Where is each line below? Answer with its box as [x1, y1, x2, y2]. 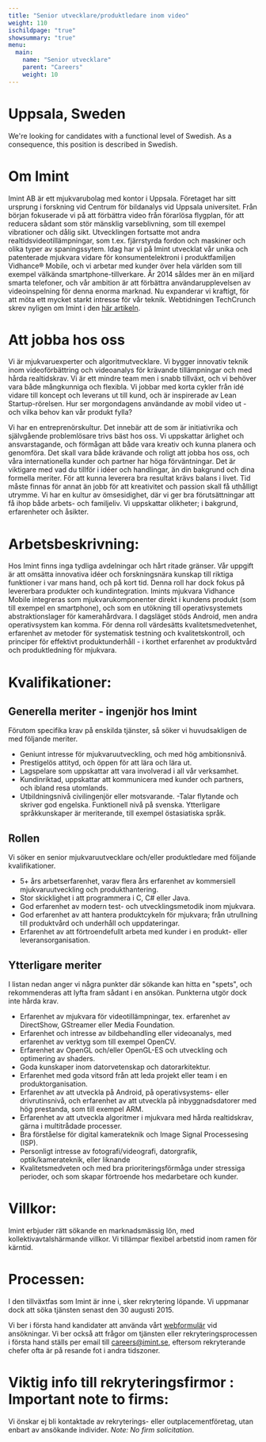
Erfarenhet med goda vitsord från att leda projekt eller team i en [19, 1071, 228, 1080]
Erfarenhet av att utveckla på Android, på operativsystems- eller [19, 1087, 230, 1097]
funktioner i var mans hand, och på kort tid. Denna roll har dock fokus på [8, 578, 245, 588]
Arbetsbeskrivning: [8, 535, 140, 553]
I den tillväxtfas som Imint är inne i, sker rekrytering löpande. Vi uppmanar [8, 1296, 249, 1306]
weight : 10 [22, 71, 59, 79]
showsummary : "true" [8, 33, 77, 42]
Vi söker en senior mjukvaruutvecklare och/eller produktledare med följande [8, 853, 256, 862]
